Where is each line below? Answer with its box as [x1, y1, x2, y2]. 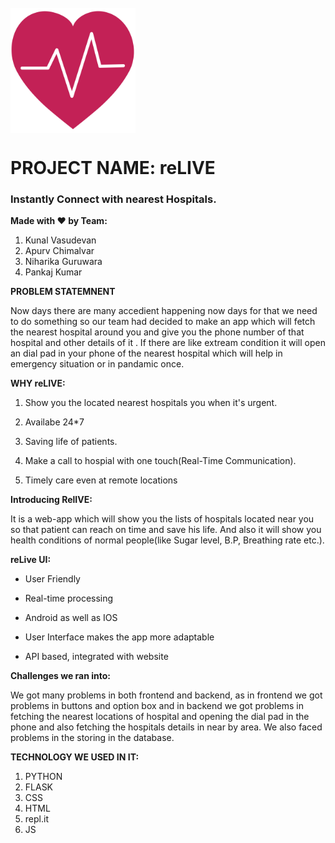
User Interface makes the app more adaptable [24, 631, 215, 643]
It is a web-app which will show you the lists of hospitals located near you [10, 513, 315, 525]
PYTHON [24, 771, 63, 783]
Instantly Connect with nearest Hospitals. [10, 192, 217, 206]
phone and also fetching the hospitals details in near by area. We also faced [10, 721, 323, 733]
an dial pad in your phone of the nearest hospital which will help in [10, 347, 283, 360]
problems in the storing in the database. [10, 732, 175, 744]
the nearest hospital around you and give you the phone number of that [10, 326, 305, 338]
